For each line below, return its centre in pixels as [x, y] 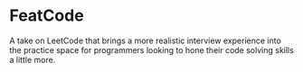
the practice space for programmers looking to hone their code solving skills [151, 49]
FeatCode [47, 16]
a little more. [33, 59]
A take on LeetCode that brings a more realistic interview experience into [146, 40]
